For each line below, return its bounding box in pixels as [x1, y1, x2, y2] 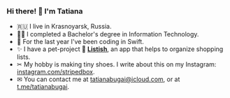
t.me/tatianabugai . [16, 83, 70, 91]
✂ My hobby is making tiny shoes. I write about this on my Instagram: [16, 60, 217, 69]
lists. [16, 52, 31, 62]
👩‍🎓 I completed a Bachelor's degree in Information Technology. [16, 30, 199, 38]
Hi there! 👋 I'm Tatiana [6, 6, 83, 16]
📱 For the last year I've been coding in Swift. [16, 38, 144, 46]
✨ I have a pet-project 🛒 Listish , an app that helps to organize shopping [16, 45, 224, 53]
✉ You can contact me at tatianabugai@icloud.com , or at [16, 75, 180, 83]
